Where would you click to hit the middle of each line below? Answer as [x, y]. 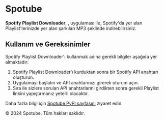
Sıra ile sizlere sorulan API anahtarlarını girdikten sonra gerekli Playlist [86, 88]
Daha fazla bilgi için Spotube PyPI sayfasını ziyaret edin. [64, 103]
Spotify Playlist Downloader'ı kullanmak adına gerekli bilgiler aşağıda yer [81, 56]
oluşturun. [23, 77]
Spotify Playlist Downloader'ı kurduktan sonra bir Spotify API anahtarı [85, 72]
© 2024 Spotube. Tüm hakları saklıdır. [45, 113]
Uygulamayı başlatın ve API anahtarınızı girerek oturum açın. [76, 82]
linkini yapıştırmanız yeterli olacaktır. [51, 93]
